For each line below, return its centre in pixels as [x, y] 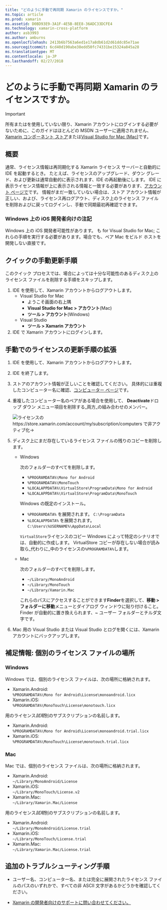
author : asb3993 [22, 33]
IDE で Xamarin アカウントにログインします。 [59, 332]
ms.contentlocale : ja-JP [31, 56]
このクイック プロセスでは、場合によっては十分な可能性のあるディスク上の [82, 274]
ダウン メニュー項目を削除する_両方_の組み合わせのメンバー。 [86, 407]
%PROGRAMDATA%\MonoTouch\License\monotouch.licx [64, 705]
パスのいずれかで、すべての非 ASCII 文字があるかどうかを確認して [89, 885]
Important [15, 114]
